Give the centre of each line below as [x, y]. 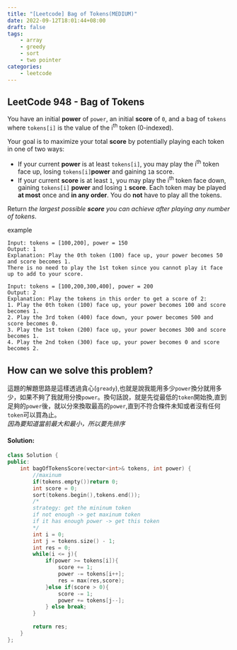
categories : [25, 67]
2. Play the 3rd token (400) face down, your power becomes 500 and [110, 318]
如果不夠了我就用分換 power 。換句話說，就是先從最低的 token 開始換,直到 [123, 397]
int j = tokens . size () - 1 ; [74, 541]
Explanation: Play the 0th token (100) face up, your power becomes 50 [115, 256]
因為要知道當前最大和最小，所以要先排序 [66, 424]
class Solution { [33, 455]
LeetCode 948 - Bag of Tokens [76, 102]
